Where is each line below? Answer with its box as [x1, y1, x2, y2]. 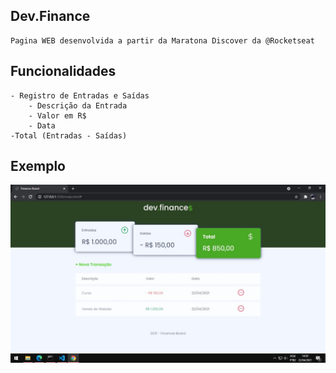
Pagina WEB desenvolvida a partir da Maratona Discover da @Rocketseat [10, 35, 315, 46]
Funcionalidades [10, 63, 117, 80]
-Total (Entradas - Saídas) [10, 130, 128, 141]
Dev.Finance [10, 8, 91, 25]
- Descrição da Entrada [28, 100, 128, 111]
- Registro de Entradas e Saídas [10, 90, 150, 101]
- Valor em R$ [28, 110, 87, 121]
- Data [28, 120, 56, 131]
